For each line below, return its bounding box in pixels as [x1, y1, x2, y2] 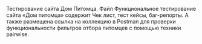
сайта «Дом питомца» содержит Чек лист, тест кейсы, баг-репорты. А [6, 11, 189, 19]
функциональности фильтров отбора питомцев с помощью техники [6, 24, 181, 31]
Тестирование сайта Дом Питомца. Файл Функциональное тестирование [6, 5, 197, 12]
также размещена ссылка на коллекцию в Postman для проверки [6, 18, 177, 25]
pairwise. [6, 31, 29, 38]
